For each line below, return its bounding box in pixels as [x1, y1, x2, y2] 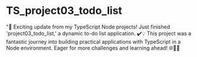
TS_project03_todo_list [6, 4, 122, 17]
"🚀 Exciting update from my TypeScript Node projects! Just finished [6, 23, 171, 30]
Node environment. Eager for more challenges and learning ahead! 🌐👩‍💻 [6, 44, 181, 51]
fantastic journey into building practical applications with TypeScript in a [6, 38, 181, 45]
